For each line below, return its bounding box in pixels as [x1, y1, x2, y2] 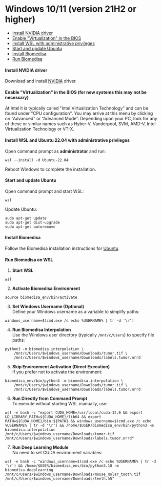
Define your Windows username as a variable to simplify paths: [12, 309, 140, 315]
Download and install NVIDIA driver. [5, 78, 77, 84]
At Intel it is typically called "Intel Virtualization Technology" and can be [5, 105, 149, 111]
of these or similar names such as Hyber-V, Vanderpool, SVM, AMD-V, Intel [5, 121, 156, 127]
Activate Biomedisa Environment [12, 286, 81, 291]
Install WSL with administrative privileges [12, 40, 95, 46]
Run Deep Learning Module [12, 444, 69, 450]
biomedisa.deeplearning [5, 468, 54, 473]
